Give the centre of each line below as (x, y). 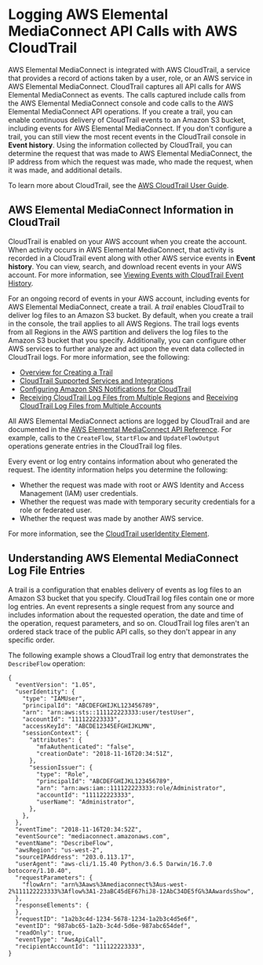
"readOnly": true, (46, 933)
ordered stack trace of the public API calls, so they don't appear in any (122, 631)
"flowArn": (40, 884)
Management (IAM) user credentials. (79, 493)
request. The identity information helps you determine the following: (118, 469)
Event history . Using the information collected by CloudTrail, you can (121, 145)
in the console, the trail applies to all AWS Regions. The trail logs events (124, 324)
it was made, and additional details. (65, 170)
